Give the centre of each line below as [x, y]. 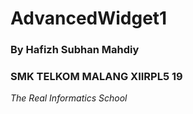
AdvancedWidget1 [89, 18]
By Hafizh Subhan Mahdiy [75, 50]
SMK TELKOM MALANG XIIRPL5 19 [96, 77]
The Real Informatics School [69, 98]
